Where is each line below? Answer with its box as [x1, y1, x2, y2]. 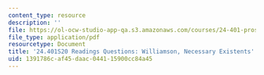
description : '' [8, 19, 61, 27]
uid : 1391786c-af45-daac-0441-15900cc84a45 [8, 55, 153, 63]
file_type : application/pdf [8, 33, 101, 41]
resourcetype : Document [8, 41, 86, 48]
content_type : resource [8, 11, 86, 20]
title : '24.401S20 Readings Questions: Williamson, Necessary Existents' [8, 48, 255, 55]
